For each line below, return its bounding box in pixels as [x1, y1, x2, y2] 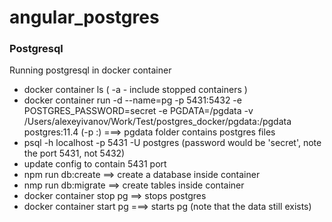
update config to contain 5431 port [23, 158, 167, 170]
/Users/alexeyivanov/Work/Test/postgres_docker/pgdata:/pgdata [23, 116, 292, 128]
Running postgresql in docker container [9, 64, 172, 76]
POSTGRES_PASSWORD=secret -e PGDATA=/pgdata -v [23, 105, 254, 117]
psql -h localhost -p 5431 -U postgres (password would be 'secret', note [23, 137, 322, 149]
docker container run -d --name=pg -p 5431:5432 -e [23, 94, 242, 106]
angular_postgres [9, 6, 160, 29]
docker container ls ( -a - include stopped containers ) [23, 84, 248, 96]
